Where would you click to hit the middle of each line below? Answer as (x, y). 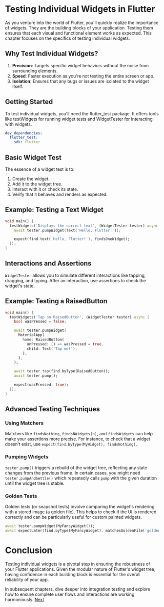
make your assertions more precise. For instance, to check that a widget (78, 439)
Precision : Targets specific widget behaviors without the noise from (80, 65)
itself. (18, 86)
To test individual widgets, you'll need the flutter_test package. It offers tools (82, 113)
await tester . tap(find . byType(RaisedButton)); (62, 371)
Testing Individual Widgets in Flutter (80, 9)
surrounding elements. (35, 71)
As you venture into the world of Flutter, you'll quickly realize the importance (82, 23)
